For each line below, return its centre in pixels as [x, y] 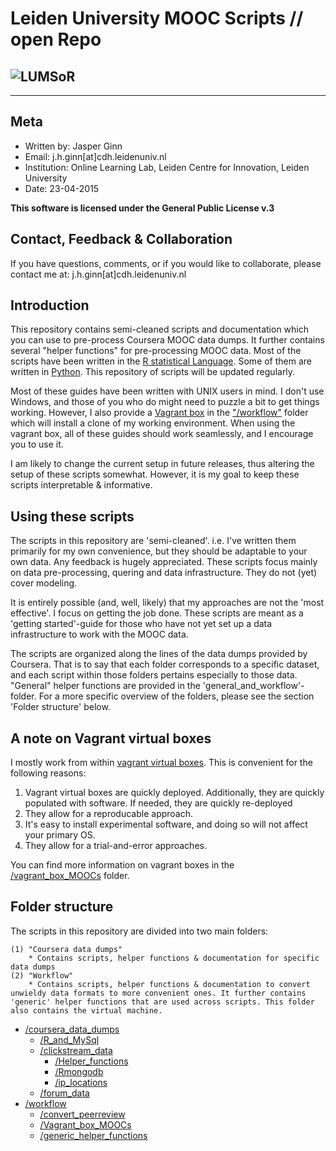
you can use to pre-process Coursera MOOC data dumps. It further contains [167, 340]
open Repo [56, 39]
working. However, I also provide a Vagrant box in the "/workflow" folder [159, 413]
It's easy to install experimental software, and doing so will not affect [166, 824]
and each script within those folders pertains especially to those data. [154, 675]
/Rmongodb [79, 1071]
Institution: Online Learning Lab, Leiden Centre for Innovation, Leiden [167, 167]
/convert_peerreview [82, 1114]
